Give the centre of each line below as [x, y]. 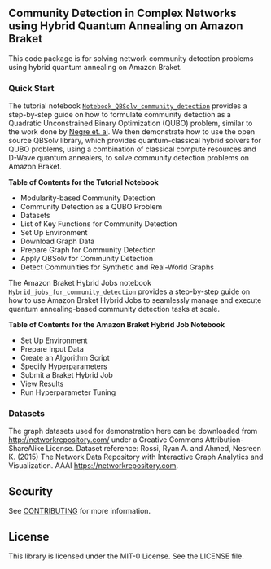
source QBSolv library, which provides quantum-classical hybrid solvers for [135, 141]
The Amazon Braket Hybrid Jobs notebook [80, 283]
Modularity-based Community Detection [88, 198]
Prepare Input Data [52, 349]
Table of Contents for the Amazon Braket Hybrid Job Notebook [117, 325]
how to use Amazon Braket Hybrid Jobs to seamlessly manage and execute [135, 300]
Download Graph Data [57, 241]
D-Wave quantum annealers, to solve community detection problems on [129, 158]
